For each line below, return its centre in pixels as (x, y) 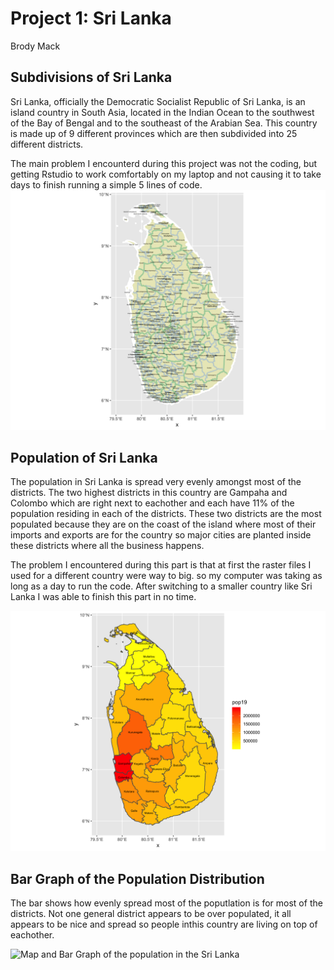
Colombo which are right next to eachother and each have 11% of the (152, 503)
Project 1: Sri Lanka (91, 18)
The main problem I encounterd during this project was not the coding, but (164, 163)
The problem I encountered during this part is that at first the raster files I (161, 565)
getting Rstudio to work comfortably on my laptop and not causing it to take (166, 174)
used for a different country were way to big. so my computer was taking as (166, 576)
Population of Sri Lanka (84, 458)
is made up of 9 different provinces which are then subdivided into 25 (154, 133)
